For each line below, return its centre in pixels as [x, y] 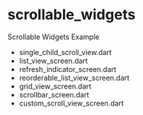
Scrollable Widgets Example [54, 37]
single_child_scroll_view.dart [66, 52]
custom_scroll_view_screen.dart [71, 103]
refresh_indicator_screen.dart [68, 69]
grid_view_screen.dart [55, 86]
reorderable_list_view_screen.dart [74, 77]
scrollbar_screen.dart [54, 94]
